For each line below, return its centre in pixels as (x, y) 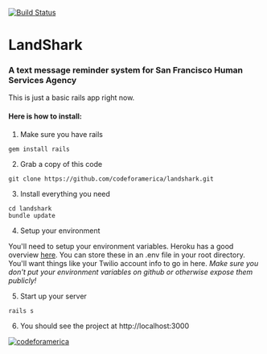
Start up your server (53, 296)
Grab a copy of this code (61, 164)
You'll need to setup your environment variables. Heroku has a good (121, 246)
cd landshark (30, 208)
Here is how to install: (45, 116)
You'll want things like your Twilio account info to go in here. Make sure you (133, 263)
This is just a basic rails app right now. (72, 98)
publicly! (23, 280)
